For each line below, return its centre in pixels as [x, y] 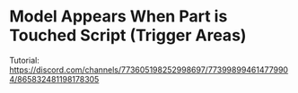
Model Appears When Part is [118, 17]
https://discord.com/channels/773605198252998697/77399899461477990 [149, 70]
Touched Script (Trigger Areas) [128, 35]
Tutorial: [25, 60]
